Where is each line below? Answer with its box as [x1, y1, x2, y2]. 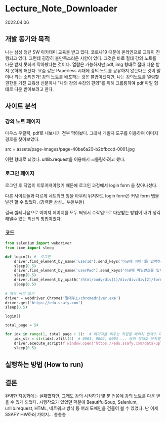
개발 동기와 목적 [5, 35, 50, 44]
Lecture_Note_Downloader [5, 3, 118, 14]
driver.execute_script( [14, 341, 63, 346]
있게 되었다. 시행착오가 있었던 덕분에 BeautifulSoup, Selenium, [15, 399, 138, 405]
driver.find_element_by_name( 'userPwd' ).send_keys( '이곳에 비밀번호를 [14, 268, 154, 273]
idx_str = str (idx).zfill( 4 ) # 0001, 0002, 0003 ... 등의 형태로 [14, 336, 148, 341]
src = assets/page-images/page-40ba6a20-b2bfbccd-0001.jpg [5, 146, 135, 152]
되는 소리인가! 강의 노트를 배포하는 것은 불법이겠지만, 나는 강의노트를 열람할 [14, 74, 160, 80]
